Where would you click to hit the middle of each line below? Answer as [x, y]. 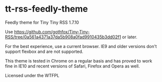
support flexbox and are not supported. [44, 51]
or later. [130, 37]
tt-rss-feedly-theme [46, 9]
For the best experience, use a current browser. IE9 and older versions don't [81, 46]
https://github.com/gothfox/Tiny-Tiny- [52, 32]
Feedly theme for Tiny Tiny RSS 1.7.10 [42, 22]
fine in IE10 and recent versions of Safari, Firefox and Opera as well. [73, 66]
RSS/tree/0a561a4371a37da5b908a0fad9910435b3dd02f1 [63, 37]
